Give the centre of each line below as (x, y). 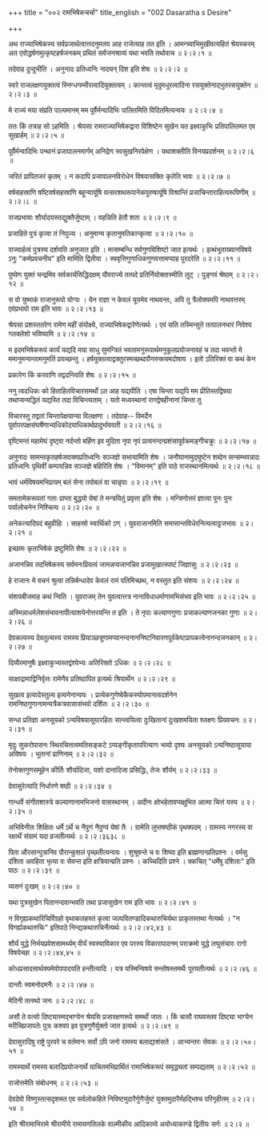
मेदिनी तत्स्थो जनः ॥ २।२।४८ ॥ (51, 1000)
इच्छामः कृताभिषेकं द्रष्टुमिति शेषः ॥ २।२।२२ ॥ (67, 548)
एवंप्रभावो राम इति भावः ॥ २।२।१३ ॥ (56, 308)
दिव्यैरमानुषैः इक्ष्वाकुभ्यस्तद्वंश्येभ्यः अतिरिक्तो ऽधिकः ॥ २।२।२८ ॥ (89, 663)
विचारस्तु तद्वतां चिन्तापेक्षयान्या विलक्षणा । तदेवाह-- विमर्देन (80, 416)
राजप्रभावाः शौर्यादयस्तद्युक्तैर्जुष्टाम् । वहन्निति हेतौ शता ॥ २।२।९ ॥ (93, 217)
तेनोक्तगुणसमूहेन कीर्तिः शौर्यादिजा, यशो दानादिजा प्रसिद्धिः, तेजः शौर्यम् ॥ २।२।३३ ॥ (113, 770)
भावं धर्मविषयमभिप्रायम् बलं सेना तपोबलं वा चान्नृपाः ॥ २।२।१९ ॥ (88, 482)
